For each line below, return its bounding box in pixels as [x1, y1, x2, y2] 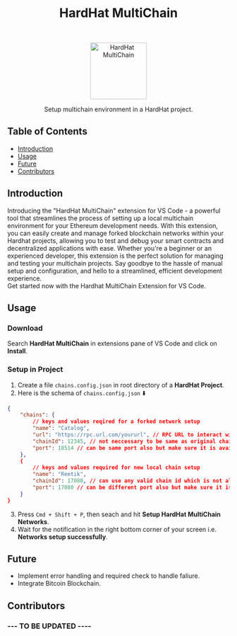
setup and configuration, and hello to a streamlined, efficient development [7, 266, 222, 275]
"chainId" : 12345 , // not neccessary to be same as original [32, 438, 217, 445]
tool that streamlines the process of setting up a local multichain [7, 214, 194, 222]
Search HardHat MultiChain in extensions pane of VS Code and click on [7, 339, 217, 348]
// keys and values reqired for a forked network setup [32, 418, 200, 426]
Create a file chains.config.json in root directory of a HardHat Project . [17, 380, 224, 389]
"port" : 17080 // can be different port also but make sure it [32, 484, 223, 492]
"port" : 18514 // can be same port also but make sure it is [32, 444, 217, 451]
